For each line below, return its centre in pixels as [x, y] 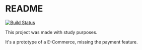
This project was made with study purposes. [51, 32]
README [24, 9]
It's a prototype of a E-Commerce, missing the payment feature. [72, 42]
